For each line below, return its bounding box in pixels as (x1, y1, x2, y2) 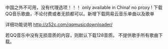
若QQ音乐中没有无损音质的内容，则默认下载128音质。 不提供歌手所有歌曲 (5, 32, 159, 38)
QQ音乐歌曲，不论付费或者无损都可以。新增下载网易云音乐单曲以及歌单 (5, 11, 155, 17)
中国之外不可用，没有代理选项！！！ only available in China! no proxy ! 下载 (5, 5, 163, 10)
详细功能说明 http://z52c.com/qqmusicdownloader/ (5, 22, 113, 27)
